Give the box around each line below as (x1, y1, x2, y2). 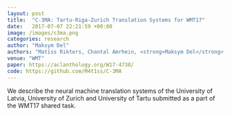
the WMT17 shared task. (7, 101, 76, 109)
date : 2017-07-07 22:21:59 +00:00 (7, 23, 113, 30)
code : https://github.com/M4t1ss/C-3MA (7, 67, 122, 74)
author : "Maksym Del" (7, 42, 70, 49)
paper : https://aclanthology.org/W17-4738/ (7, 61, 135, 68)
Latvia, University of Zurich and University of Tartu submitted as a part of (7, 94, 215, 102)
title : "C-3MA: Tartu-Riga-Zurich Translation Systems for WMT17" (7, 17, 206, 23)
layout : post (7, 10, 45, 17)
